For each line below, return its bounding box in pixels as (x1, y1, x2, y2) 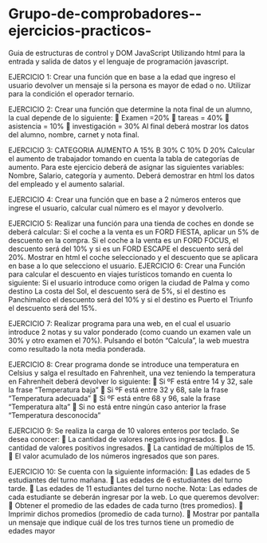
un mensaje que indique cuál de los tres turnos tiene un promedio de (8, 517, 234, 527)
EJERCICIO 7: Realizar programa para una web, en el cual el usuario (8, 318, 231, 328)
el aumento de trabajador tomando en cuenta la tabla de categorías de (8, 153, 240, 163)
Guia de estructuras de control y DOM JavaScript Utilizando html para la (8, 48, 245, 57)
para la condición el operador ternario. (8, 89, 135, 98)
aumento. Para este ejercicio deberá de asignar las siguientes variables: (8, 162, 245, 171)
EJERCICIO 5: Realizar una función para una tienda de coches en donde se (8, 218, 254, 228)
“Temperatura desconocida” (8, 410, 101, 419)
